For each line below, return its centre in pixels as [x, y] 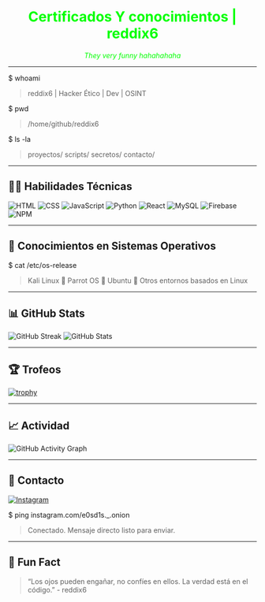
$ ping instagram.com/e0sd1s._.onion [69, 515]
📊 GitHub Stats [47, 313]
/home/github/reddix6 [63, 124]
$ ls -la [20, 139]
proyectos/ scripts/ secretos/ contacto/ [91, 154]
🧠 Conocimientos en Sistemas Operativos [112, 246]
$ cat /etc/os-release [43, 265]
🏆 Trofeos [35, 369]
